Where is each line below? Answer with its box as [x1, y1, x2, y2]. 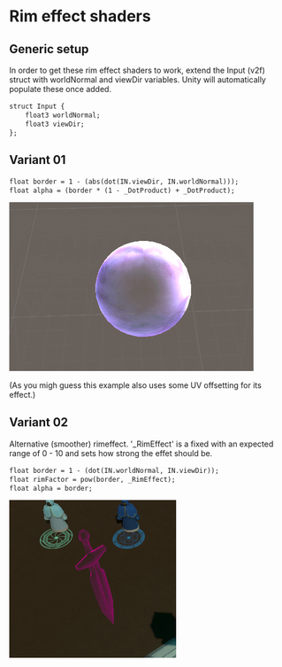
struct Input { [9, 102, 65, 111]
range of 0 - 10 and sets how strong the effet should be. [9, 447, 213, 458]
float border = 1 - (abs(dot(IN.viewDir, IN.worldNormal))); [9, 177, 240, 186]
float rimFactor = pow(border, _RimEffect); [9, 475, 176, 484]
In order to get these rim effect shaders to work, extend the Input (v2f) [9, 65, 265, 75]
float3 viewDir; [25, 120, 86, 128]
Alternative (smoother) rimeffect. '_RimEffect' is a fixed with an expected [9, 438, 274, 449]
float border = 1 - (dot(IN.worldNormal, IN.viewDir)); [9, 466, 219, 475]
